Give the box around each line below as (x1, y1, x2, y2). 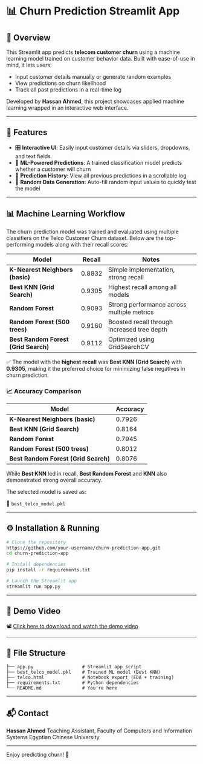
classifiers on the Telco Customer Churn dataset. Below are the (6, 234, 164, 242)
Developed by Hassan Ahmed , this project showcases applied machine (6, 98, 184, 105)
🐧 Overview (6, 32, 51, 42)
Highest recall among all (108, 282, 177, 291)
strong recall (108, 273, 144, 281)
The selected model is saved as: (6, 488, 86, 495)
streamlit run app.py (6, 583, 61, 590)
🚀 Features (6, 127, 48, 138)
